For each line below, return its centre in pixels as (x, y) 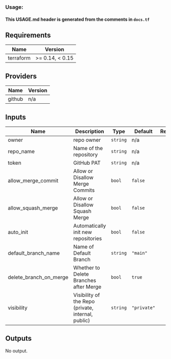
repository (85, 155)
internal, (83, 314)
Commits (84, 190)
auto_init (18, 232)
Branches (85, 280)
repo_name (21, 151)
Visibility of (87, 295)
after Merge (87, 287)
